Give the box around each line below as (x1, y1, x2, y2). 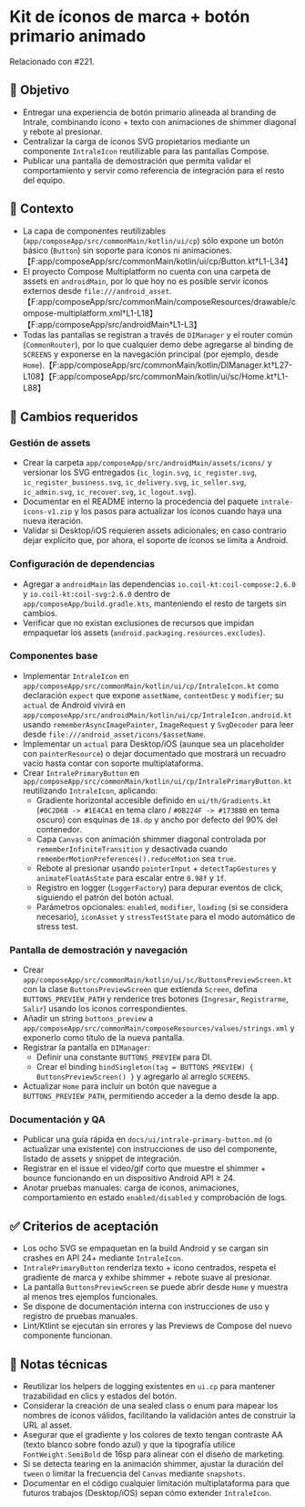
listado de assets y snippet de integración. (22, 1153, 182, 1165)
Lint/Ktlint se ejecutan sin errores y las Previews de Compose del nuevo (22, 1321, 293, 1332)
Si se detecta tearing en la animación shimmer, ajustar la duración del (22, 1459, 284, 1470)
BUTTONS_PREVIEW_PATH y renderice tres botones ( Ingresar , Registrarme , (22, 993, 289, 1005)
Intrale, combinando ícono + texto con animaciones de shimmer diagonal (22, 116, 297, 127)
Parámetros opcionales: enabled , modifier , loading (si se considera (36, 901, 289, 912)
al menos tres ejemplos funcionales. (22, 1292, 158, 1303)
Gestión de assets (9, 436, 91, 449)
